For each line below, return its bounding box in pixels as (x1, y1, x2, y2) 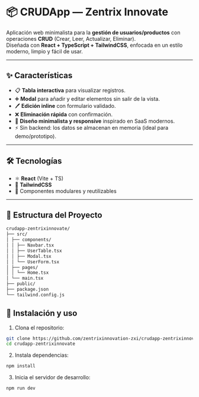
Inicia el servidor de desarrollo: (14, 374, 91, 381)
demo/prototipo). (14, 132, 56, 140)
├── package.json (6, 286, 49, 292)
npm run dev (6, 385, 36, 392)
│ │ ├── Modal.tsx (6, 253, 52, 259)
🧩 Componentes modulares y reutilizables (14, 187, 117, 194)
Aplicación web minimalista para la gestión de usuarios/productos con (6, 28, 181, 36)
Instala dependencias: (14, 351, 69, 359)
